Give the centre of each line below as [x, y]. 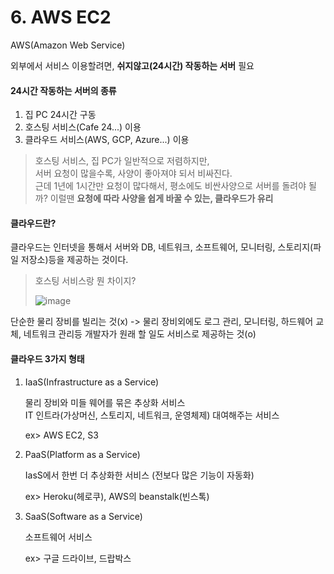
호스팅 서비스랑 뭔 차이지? [85, 281]
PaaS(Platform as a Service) [82, 454]
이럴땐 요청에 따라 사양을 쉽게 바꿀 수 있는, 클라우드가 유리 [161, 198]
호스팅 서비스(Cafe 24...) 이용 [83, 127]
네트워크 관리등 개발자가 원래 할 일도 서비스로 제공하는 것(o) [140, 334]
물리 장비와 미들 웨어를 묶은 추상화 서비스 [105, 402]
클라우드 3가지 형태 [47, 358]
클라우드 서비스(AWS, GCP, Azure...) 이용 [107, 140]
